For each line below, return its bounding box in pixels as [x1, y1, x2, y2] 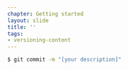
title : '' [7, 23, 37, 30]
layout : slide [7, 17, 50, 24]
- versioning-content [7, 37, 71, 44]
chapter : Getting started [7, 10, 83, 18]
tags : [7, 30, 23, 37]
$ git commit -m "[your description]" [7, 56, 122, 64]
